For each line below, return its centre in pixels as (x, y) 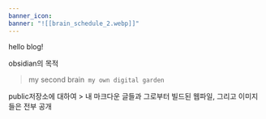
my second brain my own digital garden (96, 79)
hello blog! (26, 46)
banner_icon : (30, 16)
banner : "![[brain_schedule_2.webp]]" (74, 23)
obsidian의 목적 (34, 63)
